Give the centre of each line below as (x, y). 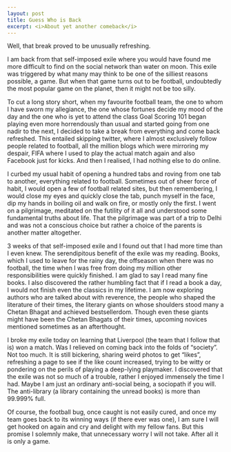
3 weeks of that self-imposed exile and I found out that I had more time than (115, 246)
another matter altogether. (44, 233)
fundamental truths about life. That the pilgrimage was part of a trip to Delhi (114, 218)
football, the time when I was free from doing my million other (94, 268)
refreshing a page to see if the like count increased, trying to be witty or (109, 362)
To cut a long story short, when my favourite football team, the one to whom (115, 102)
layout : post (26, 13)
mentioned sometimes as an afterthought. (67, 327)
